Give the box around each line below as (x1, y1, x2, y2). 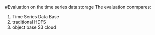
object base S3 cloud (12, 24, 56, 30)
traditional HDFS (12, 19, 46, 25)
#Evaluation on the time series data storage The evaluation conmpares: (5, 4, 151, 10)
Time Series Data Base (12, 14, 60, 19)
